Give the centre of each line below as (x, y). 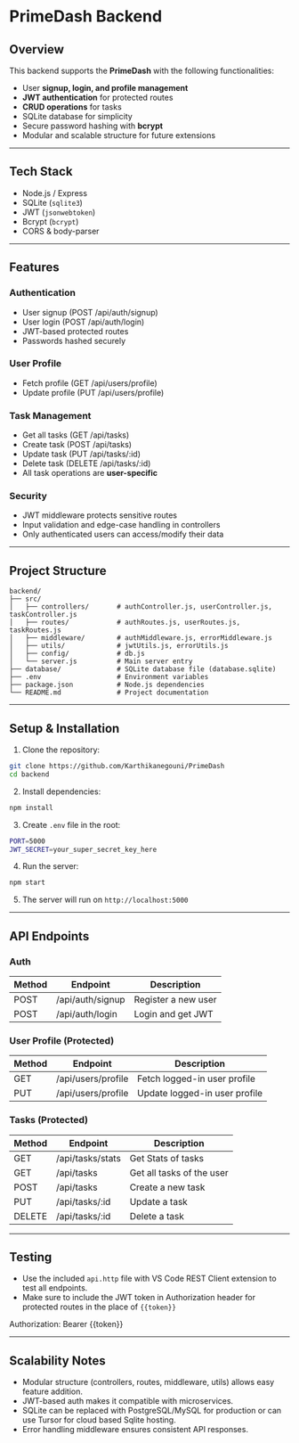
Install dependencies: (61, 791)
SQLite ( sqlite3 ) (52, 202)
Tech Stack (41, 172)
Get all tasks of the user (179, 1172)
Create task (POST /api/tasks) (77, 445)
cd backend (29, 774)
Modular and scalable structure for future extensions (119, 135)
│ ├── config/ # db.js (77, 654)
